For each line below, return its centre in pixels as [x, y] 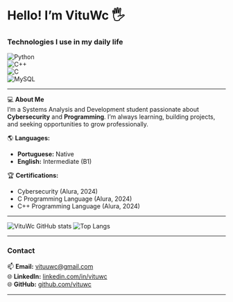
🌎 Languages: [29, 138]
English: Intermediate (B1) [54, 162]
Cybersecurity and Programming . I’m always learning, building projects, [111, 117]
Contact [21, 251]
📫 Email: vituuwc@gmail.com [50, 266]
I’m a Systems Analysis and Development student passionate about [103, 110]
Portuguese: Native [45, 154]
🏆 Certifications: [33, 176]
